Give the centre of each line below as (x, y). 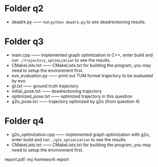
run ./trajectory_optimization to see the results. (61, 60)
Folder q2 (24, 8)
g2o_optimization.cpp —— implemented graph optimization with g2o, (81, 134)
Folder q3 (24, 42)
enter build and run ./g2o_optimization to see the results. (69, 139)
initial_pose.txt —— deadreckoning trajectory (57, 91)
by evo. (19, 81)
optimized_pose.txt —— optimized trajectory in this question (72, 96)
